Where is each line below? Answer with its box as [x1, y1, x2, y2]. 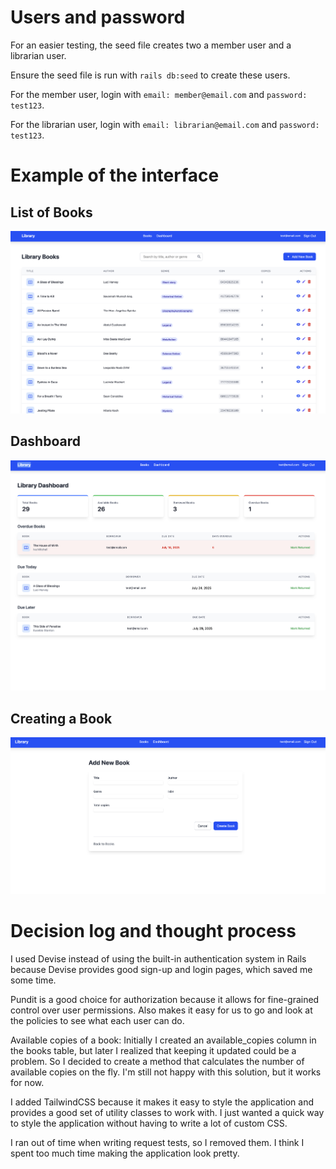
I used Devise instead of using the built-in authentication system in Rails [10, 952, 307, 965]
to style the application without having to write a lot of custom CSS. [10, 1117, 288, 1129]
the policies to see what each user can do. [10, 1014, 185, 1026]
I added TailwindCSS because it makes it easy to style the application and [10, 1096, 314, 1108]
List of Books [10, 204, 93, 221]
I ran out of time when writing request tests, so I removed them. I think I [10, 1136, 305, 1148]
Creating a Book [10, 710, 113, 727]
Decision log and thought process [10, 919, 297, 942]
